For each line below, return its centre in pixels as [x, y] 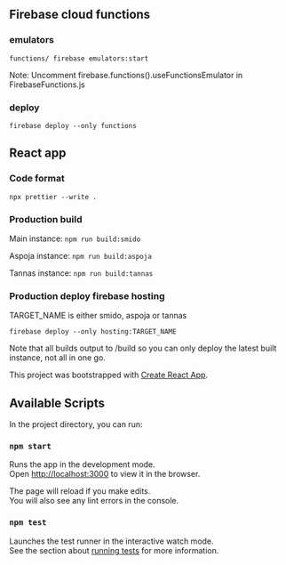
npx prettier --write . [53, 197]
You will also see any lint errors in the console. [94, 501]
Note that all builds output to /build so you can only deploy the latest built [143, 348]
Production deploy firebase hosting [87, 295]
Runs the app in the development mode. [82, 464]
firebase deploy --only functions [73, 125]
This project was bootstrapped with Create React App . [109, 375]
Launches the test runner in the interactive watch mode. [112, 541]
